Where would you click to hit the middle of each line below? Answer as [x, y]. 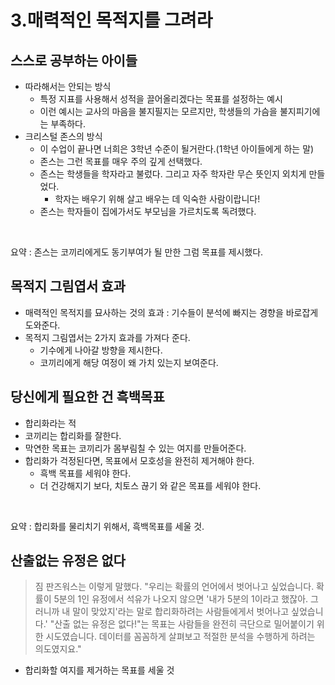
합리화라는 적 [50, 423]
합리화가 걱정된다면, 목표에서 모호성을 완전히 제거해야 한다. [139, 460]
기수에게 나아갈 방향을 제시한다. [101, 350]
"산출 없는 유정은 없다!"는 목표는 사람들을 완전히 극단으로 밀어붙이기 [182, 624]
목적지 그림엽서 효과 [68, 286]
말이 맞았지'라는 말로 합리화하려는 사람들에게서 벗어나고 [181, 612]
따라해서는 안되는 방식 [68, 86]
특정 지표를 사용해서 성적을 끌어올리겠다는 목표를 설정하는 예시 [161, 99]
